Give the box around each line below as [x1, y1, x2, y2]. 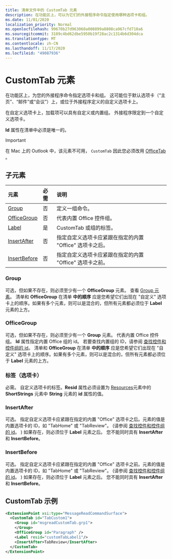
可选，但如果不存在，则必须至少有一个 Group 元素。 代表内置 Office [5, 332, 149, 338]
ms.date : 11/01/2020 [5, 17, 50, 22]
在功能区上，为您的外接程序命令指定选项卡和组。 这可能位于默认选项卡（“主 [5, 92, 166, 98]
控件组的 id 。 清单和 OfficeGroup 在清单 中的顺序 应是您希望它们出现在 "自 [5, 345, 164, 351]
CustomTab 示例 [5, 497, 58, 506]
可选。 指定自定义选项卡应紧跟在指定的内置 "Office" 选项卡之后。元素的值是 [5, 416, 165, 422]
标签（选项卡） [5, 371, 42, 378]
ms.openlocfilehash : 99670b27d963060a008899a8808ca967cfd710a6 [5, 27, 143, 32]
